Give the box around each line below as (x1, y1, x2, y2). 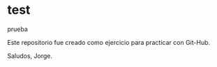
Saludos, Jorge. (7, 51, 53, 60)
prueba (7, 25, 28, 33)
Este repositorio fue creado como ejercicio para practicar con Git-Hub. (7, 38, 211, 46)
